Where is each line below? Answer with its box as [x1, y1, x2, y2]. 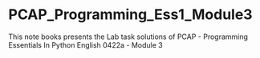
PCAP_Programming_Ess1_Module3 [8, 6, 253, 24]
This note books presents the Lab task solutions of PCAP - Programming [8, 32, 249, 41]
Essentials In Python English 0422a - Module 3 [8, 40, 163, 49]
